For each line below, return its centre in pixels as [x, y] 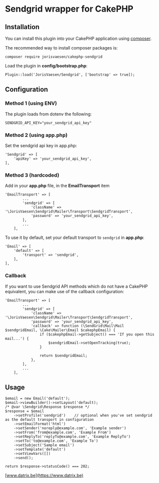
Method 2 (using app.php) [36, 135]
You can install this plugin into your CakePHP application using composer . [79, 38]
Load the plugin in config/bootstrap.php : [46, 66]
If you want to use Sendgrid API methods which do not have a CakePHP [77, 286]
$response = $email [25, 411]
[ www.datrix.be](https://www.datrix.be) [44, 475]
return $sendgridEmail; [64, 355]
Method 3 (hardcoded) [32, 175]
